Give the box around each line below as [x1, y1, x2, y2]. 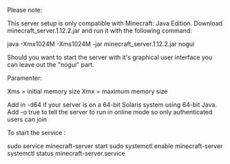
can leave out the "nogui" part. [7, 61, 94, 68]
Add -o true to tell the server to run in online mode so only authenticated [7, 108, 213, 116]
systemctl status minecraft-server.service [7, 150, 125, 157]
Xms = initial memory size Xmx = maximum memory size [7, 88, 168, 95]
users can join [7, 115, 48, 123]
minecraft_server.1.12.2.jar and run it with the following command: [7, 27, 193, 34]
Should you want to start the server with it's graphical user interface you [7, 53, 213, 61]
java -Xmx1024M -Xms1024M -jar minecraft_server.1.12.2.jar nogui [7, 40, 195, 48]
